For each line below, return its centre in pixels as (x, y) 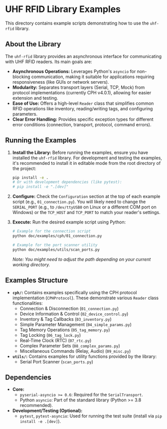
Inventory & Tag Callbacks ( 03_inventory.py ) (66, 319)
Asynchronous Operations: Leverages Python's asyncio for (74, 71)
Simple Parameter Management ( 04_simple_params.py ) (76, 324)
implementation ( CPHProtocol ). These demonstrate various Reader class (85, 298)
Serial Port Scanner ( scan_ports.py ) (57, 361)
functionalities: (28, 303)
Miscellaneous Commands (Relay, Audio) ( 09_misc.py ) (75, 351)
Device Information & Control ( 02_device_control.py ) (74, 314)
